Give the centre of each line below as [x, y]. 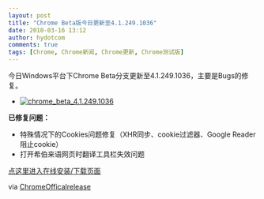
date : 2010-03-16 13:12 [47, 30]
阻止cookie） [41, 144]
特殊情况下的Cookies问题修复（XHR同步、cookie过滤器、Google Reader [138, 134]
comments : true [33, 45]
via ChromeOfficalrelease [50, 187]
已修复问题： [29, 118]
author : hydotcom [37, 38]
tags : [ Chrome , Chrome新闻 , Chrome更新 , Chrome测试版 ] [96, 52]
